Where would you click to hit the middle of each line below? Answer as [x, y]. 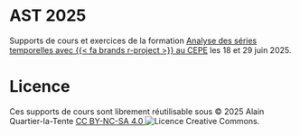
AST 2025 [48, 16]
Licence [40, 87]
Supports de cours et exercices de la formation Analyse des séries [133, 40]
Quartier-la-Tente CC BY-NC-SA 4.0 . [135, 121]
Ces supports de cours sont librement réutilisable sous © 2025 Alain [137, 111]
